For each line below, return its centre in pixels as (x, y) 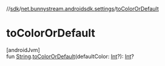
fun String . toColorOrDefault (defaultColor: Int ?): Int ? (70, 56)
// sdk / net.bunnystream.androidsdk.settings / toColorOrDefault (82, 9)
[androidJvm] (23, 50)
